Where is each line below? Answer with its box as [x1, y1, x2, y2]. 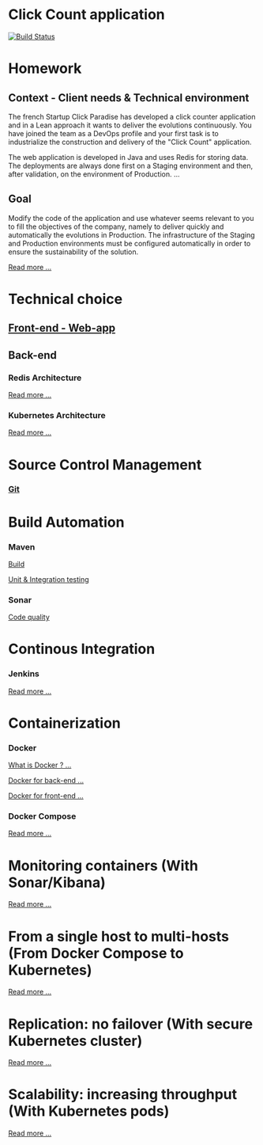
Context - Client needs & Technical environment [8, 91, 250, 105]
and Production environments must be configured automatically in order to [8, 238, 251, 248]
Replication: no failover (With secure [8, 1015, 254, 1033]
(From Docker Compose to [8, 944, 184, 962]
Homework [8, 59, 82, 78]
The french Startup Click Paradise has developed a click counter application [8, 112, 256, 121]
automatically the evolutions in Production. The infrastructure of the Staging [8, 230, 255, 239]
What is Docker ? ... [8, 760, 72, 770]
